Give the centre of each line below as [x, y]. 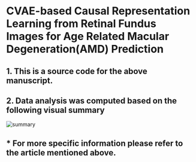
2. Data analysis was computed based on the [92, 101]
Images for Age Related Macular [88, 36]
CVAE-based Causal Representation [98, 11]
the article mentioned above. [61, 153]
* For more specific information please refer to [95, 143]
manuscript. [29, 80]
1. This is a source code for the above [77, 71]
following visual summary [55, 110]
